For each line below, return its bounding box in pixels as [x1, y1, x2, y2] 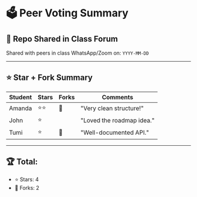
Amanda [9, 104, 32, 112]
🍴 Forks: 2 [14, 184, 40, 191]
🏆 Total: [6, 157, 38, 167]
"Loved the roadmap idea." [80, 116, 155, 125]
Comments [101, 93, 134, 101]
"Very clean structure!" [80, 104, 144, 112]
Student [9, 93, 32, 101]
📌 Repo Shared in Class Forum [6, 34, 118, 44]
